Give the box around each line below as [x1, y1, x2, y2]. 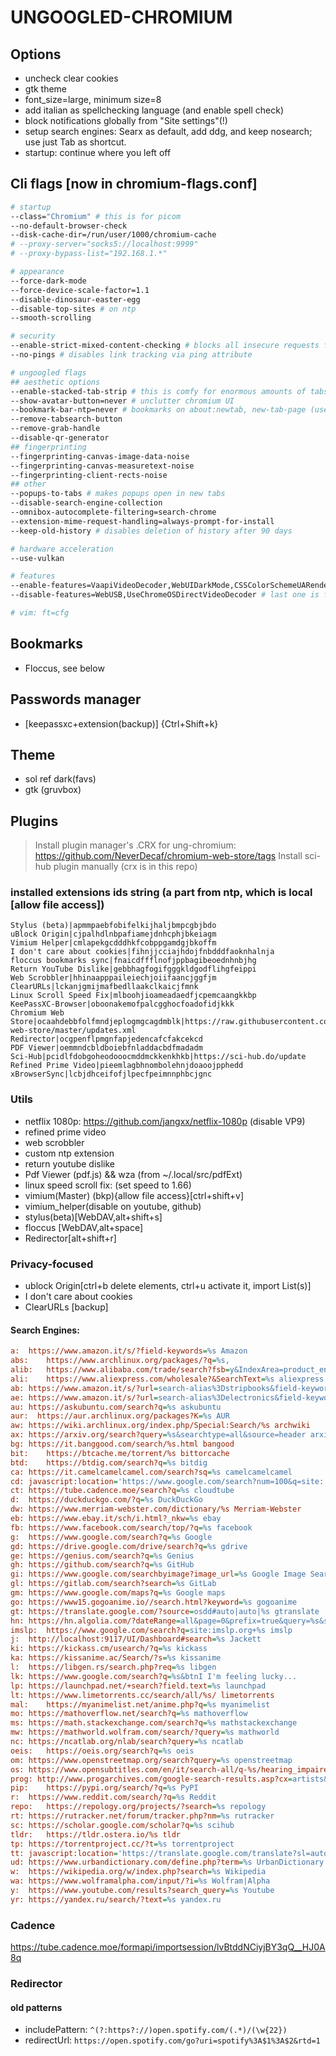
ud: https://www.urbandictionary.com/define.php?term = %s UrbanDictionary [10, 1857, 325, 1868]
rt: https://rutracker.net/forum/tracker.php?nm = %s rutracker [10, 1811, 275, 1821]
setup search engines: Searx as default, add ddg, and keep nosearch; [24, 126, 313, 137]
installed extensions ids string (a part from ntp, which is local [10, 886, 313, 900]
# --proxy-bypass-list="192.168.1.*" [10, 249, 168, 259]
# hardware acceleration [10, 544, 114, 554]
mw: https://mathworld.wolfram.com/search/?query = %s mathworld [10, 1727, 280, 1738]
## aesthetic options [10, 377, 101, 387]
